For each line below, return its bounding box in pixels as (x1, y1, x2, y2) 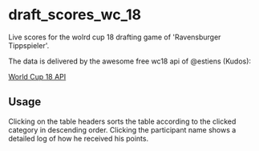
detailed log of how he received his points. (8, 133, 149, 143)
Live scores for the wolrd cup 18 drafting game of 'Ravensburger (8, 32, 221, 42)
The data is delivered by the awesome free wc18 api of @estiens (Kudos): (8, 56, 251, 66)
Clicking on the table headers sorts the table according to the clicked (8, 116, 237, 126)
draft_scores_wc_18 (8, 6, 142, 24)
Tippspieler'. (8, 40, 50, 50)
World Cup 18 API (8, 71, 67, 81)
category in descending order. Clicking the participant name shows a (8, 124, 237, 134)
